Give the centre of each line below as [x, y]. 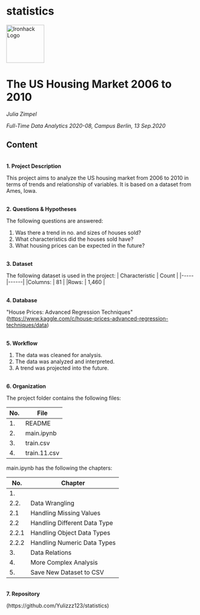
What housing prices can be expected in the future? [80, 245]
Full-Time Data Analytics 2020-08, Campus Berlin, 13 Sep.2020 [86, 125]
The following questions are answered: [55, 221]
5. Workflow [22, 343]
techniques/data [27, 325]
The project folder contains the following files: [64, 398]
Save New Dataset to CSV [67, 572]
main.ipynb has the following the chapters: [59, 468]
